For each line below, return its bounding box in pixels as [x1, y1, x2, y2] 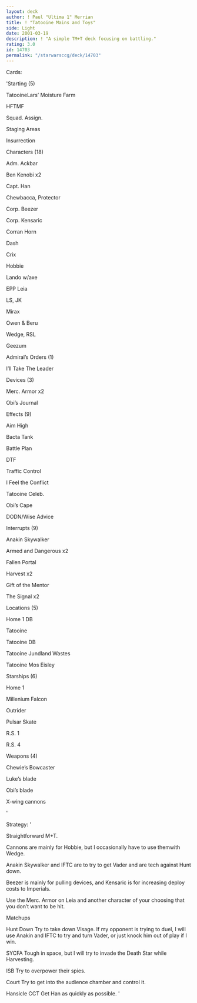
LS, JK [6, 296, 22, 304]
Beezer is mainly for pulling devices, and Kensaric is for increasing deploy [6, 879, 185, 886]
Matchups [6, 914, 31, 921]
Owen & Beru [6, 319, 38, 326]
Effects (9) [6, 410, 32, 418]
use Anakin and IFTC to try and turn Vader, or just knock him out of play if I [6, 932, 187, 939]
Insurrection [6, 136, 36, 144]
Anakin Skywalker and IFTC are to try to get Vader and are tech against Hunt [6, 861, 191, 868]
